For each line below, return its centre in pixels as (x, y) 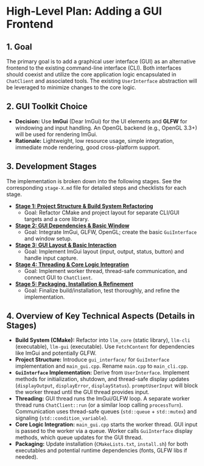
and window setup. (48, 238)
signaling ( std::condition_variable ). (61, 418)
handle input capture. (51, 258)
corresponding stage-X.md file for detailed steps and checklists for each (97, 187)
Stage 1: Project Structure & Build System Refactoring (84, 206)
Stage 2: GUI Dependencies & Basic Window (72, 225)
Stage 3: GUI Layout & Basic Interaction (66, 245)
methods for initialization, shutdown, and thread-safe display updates (102, 379)
